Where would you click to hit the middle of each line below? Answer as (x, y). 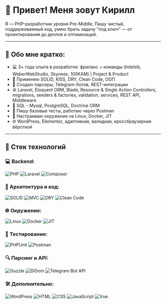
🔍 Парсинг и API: (27, 258)
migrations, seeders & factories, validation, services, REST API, (76, 95)
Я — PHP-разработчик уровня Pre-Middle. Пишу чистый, (65, 24)
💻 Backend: (20, 161)
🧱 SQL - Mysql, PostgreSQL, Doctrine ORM (56, 105)
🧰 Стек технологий (35, 147)
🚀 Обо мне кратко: (35, 55)
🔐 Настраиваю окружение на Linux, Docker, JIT (62, 116)
